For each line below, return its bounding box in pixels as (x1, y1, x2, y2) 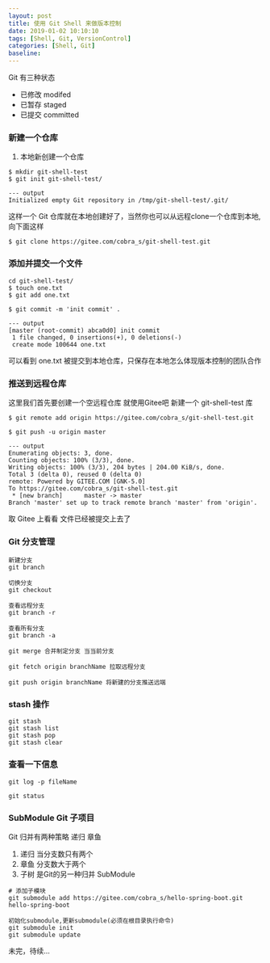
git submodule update (8, 931, 81, 940)
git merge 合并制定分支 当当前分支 (8, 647, 114, 655)
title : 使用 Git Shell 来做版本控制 (8, 19, 122, 27)
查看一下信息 (8, 759, 59, 770)
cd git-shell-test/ (8, 276, 74, 285)
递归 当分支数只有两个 (19, 849, 93, 859)
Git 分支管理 (8, 536, 56, 547)
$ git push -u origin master (8, 427, 106, 436)
